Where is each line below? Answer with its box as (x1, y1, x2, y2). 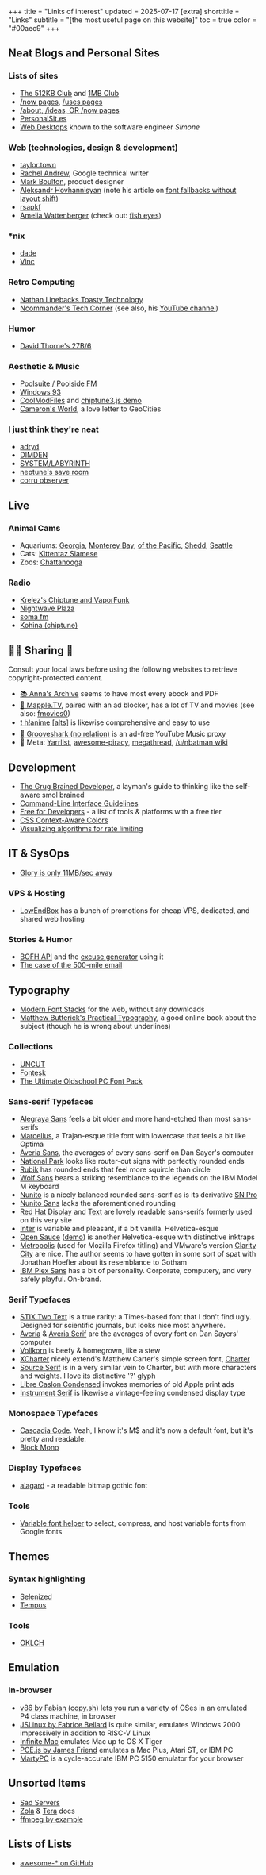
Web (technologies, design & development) (8, 142, 178, 153)
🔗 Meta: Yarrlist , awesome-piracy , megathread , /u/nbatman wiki (19, 737, 228, 747)
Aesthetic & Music (8, 360, 81, 372)
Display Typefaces (8, 1462, 82, 1473)
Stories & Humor (8, 934, 73, 945)
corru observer (19, 475, 70, 485)
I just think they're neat (8, 424, 99, 435)
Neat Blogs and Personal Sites (8, 47, 160, 60)
